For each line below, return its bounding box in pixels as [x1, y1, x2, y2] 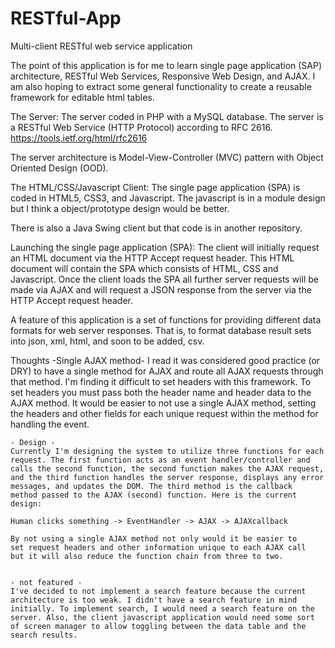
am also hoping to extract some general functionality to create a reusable [10, 80, 312, 92]
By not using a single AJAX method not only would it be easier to [10, 533, 298, 544]
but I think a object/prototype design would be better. [10, 202, 230, 214]
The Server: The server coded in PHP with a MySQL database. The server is [10, 110, 324, 122]
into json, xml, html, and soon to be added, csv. [10, 335, 205, 347]
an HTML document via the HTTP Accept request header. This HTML [10, 252, 295, 264]
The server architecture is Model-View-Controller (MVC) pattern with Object [10, 151, 324, 163]
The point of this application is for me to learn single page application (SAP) [10, 59, 323, 71]
